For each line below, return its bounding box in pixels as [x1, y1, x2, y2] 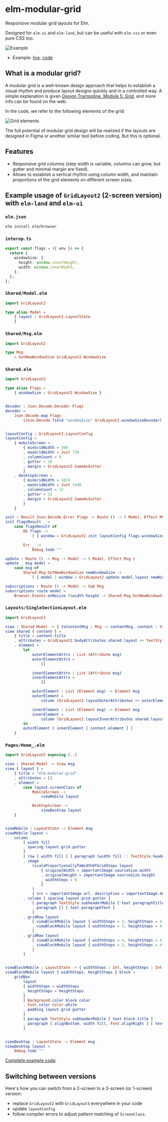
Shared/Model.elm [5, 291, 47, 296]
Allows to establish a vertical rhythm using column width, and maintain [12, 171, 158, 177]
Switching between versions [5, 1072, 96, 1080]
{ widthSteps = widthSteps [23, 984, 79, 989]
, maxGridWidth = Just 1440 [23, 483, 81, 488]
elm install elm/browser [5, 224, 57, 229]
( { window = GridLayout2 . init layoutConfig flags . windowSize [31, 533, 164, 538]
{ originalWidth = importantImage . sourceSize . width [40, 868, 151, 873]
